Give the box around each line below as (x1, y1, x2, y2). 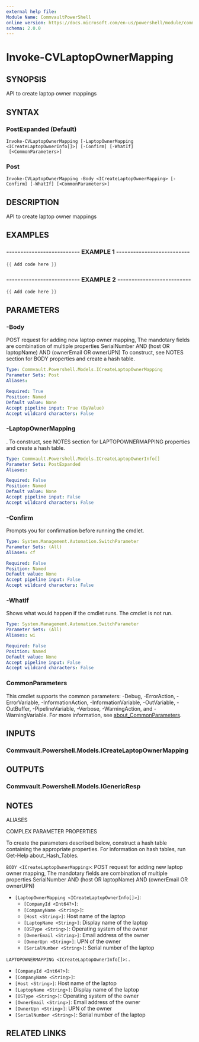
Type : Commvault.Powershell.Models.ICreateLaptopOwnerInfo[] (6, 456, 161, 462)
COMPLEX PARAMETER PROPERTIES (6, 828, 98, 835)
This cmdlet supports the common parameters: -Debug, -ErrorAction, (6, 692, 176, 699)
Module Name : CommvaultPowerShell (6, 14, 92, 20)
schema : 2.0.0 (6, 25, 41, 31)
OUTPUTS (6, 765, 44, 775)
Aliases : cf (6, 549, 36, 555)
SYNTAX (6, 107, 40, 117)
